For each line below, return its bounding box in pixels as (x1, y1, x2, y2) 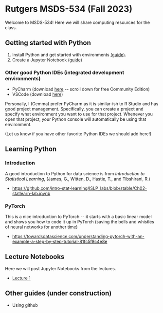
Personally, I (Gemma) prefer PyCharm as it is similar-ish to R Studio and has (5, 101, 159, 107)
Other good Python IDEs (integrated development (5, 69, 125, 76)
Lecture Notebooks (5, 253, 65, 261)
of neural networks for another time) (5, 224, 78, 230)
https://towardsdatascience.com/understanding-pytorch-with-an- (12, 234, 145, 239)
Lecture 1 (12, 275, 31, 281)
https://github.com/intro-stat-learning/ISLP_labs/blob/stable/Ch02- (12, 185, 147, 191)
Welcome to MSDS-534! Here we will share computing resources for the (5, 19, 150, 25)
